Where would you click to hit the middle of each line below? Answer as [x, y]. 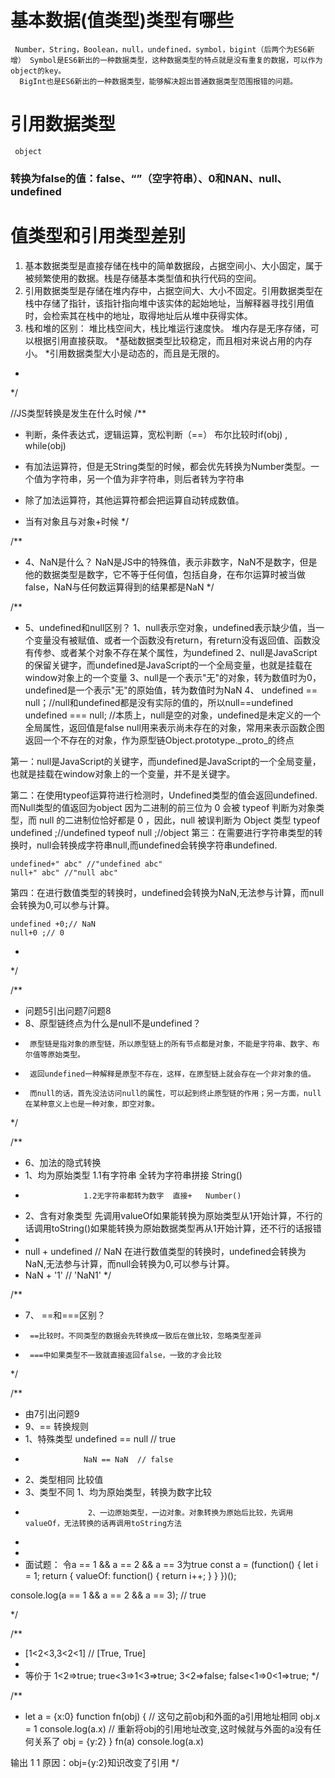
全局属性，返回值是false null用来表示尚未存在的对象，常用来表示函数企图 [174, 727]
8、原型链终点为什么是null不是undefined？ [113, 1023]
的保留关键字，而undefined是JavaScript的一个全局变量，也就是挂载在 [168, 665]
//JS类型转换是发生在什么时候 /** [78, 413]
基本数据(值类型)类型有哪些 [122, 20]
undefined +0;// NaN [53, 924]
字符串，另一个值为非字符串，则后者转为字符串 [148, 478]
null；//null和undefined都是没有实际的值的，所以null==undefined [159, 702]
